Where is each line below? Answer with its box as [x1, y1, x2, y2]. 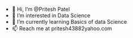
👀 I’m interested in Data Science [11, 12, 91, 19]
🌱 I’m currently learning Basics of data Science [11, 18, 127, 25]
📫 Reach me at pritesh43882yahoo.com [11, 25, 112, 32]
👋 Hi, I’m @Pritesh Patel [11, 6, 70, 12]
